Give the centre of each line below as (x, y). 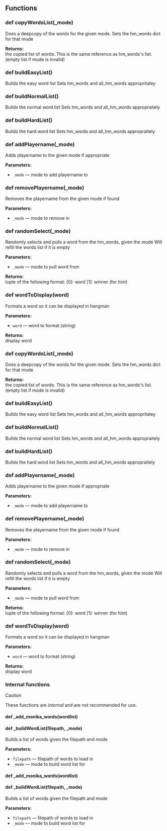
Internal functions (28, 685)
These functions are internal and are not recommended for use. (71, 705)
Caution (13, 695)
